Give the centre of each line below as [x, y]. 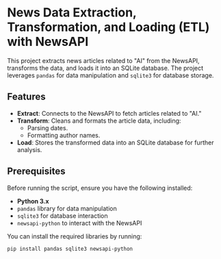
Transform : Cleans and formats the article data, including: [99, 121]
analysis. [29, 149]
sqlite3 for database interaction [62, 215]
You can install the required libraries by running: [75, 236]
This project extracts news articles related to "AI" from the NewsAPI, [103, 60]
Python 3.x [33, 201]
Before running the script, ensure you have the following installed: [100, 188]
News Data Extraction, [72, 13]
